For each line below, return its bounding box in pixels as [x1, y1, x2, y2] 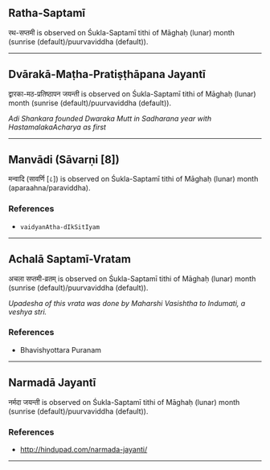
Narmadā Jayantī [8, 376, 96, 390]
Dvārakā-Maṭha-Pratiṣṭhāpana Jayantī [8, 67, 207, 81]
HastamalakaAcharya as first [8, 122, 107, 132]
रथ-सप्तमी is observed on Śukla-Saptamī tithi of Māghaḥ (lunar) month [8, 27, 235, 37]
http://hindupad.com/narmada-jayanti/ [19, 444, 148, 454]
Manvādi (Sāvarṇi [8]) [8, 153, 120, 167]
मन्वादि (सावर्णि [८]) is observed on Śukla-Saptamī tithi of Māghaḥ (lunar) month [8, 174, 259, 184]
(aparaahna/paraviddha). [8, 183, 91, 193]
